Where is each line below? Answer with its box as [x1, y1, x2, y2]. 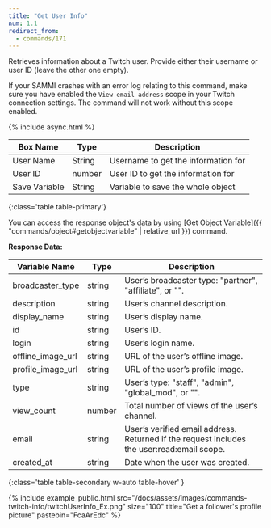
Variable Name [16, 261, 75, 272]
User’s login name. [124, 337, 195, 348]
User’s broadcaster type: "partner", [124, 275, 258, 286]
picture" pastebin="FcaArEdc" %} [8, 510, 121, 520]
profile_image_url [12, 364, 78, 375]
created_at [12, 457, 53, 468]
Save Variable [12, 181, 65, 192]
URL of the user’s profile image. [124, 364, 244, 375]
